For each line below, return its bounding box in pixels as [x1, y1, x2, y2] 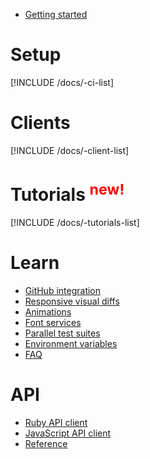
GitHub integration [24, 285, 102, 297]
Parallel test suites [24, 327, 101, 339]
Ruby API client [24, 417, 88, 429]
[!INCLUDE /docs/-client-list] [10, 144, 130, 156]
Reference [24, 438, 68, 450]
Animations [24, 306, 72, 318]
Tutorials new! [10, 180, 125, 206]
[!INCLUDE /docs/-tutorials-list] [10, 217, 140, 229]
